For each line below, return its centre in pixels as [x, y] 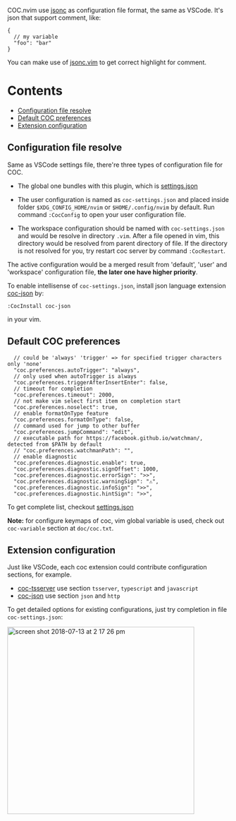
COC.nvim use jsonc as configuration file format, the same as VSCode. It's [116, 10]
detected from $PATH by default [55, 444]
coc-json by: [26, 293]
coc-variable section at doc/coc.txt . [61, 528]
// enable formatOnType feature [61, 413]
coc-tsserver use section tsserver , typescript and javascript [108, 589]
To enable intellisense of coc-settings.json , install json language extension [117, 285]
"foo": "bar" [33, 43]
